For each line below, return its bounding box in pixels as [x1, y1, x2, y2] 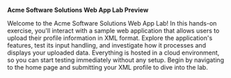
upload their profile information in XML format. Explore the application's [7, 34, 213, 42]
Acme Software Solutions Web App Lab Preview [7, 6, 149, 14]
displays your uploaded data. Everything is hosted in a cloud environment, [7, 48, 220, 57]
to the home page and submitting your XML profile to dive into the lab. [7, 64, 209, 71]
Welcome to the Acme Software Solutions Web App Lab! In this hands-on [7, 19, 217, 27]
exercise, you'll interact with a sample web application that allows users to [7, 27, 220, 35]
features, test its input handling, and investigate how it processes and [7, 41, 207, 49]
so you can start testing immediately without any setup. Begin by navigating [7, 56, 225, 64]
